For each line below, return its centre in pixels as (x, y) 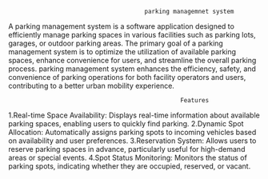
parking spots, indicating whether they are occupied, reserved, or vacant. (130, 166)
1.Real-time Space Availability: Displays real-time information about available (134, 115)
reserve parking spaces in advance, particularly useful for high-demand (127, 149)
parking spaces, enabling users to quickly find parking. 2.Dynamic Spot (126, 123)
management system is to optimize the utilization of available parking (122, 52)
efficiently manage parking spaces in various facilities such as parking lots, (132, 35)
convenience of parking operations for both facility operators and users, (127, 77)
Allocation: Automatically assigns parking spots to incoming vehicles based (132, 132)
